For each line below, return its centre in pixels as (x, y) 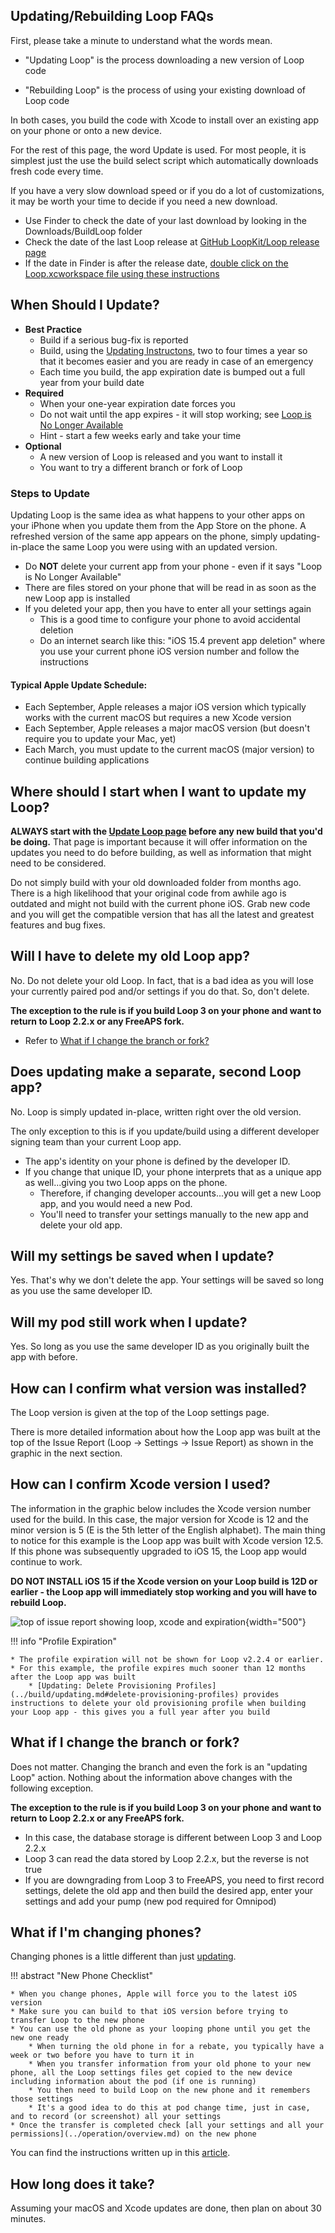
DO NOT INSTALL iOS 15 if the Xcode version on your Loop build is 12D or (164, 1581)
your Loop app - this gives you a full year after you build (140, 1712)
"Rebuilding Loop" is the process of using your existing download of (165, 90)
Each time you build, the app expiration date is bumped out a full (172, 371)
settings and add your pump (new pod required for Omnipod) (150, 1901)
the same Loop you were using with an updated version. (162, 546)
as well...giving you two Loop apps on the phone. (126, 1182)
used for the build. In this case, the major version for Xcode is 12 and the (159, 1519)
